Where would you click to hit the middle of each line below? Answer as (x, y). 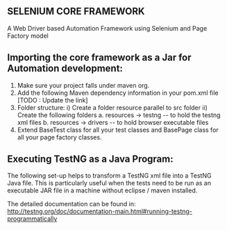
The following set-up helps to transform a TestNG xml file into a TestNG (109, 176)
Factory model (28, 36)
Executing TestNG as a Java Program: (90, 159)
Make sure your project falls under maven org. (83, 85)
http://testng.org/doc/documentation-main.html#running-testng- (100, 211)
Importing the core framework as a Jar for (99, 58)
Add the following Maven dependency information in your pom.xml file (118, 93)
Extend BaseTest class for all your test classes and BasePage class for (118, 130)
